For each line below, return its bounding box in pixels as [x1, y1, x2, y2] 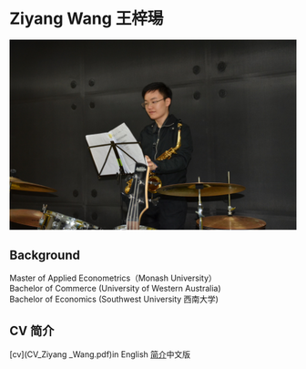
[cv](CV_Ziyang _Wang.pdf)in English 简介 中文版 [9, 349, 191, 360]
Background [9, 248, 80, 263]
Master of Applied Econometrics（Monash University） [9, 272, 217, 283]
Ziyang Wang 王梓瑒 [9, 8, 164, 29]
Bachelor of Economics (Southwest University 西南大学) [9, 293, 219, 305]
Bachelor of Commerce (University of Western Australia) [9, 283, 221, 294]
